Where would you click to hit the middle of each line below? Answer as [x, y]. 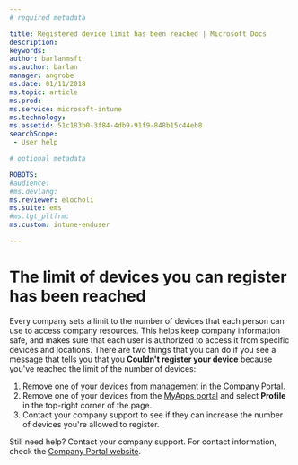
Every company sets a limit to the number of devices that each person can [147, 320]
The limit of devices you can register [148, 277]
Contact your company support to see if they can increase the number [153, 415]
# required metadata [48, 18]
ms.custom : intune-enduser [60, 225]
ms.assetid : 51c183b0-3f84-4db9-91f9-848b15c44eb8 [106, 126]
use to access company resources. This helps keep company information [145, 330]
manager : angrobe [42, 76]
